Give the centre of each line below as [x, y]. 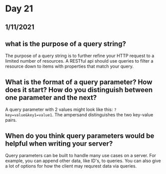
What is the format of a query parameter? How [79, 82]
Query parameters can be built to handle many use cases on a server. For [81, 156]
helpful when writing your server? [59, 143]
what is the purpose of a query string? [66, 43]
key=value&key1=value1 [29, 115]
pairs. [11, 120]
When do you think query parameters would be [80, 135]
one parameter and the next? [51, 97]
